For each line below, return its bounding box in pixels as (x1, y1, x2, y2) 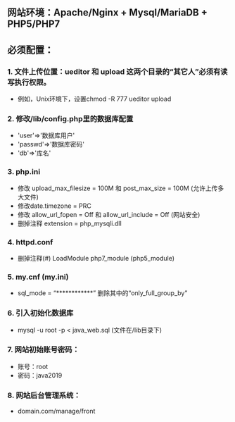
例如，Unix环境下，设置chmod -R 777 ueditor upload (17, 94, 172, 104)
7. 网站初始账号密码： (7, 345, 80, 354)
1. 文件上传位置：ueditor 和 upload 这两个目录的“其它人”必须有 (7, 66, 221, 76)
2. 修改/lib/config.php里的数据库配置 (7, 114, 134, 123)
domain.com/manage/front (17, 407, 96, 416)
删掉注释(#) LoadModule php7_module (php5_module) (17, 254, 174, 262)
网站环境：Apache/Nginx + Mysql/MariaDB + (7, 6, 208, 19)
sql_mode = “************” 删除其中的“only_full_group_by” (17, 289, 188, 297)
